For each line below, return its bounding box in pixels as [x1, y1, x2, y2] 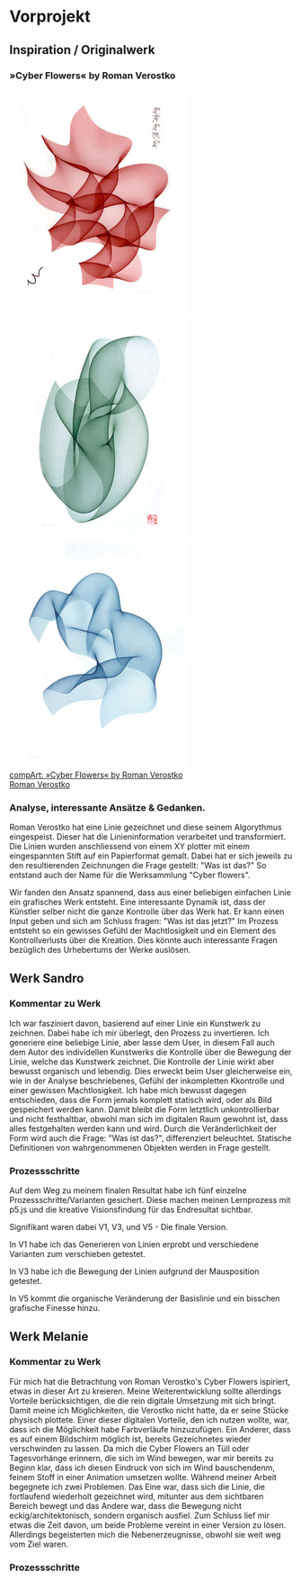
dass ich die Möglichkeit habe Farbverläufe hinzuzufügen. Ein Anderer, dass [9, 1423, 291, 1434]
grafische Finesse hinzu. [9, 1303, 101, 1314]
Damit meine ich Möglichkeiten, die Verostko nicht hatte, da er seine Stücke [9, 1405, 289, 1415]
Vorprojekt [9, 6, 92, 27]
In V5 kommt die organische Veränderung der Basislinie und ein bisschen [9, 1293, 280, 1304]
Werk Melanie [9, 1329, 89, 1344]
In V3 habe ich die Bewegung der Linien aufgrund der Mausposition [9, 1266, 260, 1277]
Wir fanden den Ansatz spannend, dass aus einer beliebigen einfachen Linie [9, 887, 292, 898]
